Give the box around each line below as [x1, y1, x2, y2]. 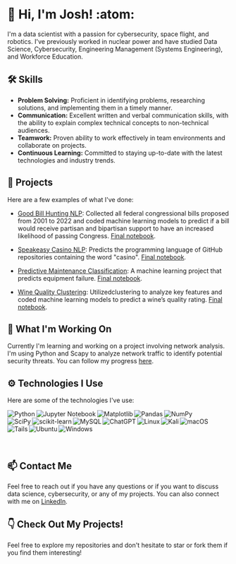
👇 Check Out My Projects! [7, 519, 124, 531]
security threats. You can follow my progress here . [7, 357, 154, 365]
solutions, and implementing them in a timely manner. [17, 103, 173, 112]
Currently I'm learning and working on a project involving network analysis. [7, 342, 225, 351]
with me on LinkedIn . [7, 498, 68, 505]
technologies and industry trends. [17, 155, 116, 165]
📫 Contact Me [7, 459, 73, 472]
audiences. [17, 126, 50, 134]
